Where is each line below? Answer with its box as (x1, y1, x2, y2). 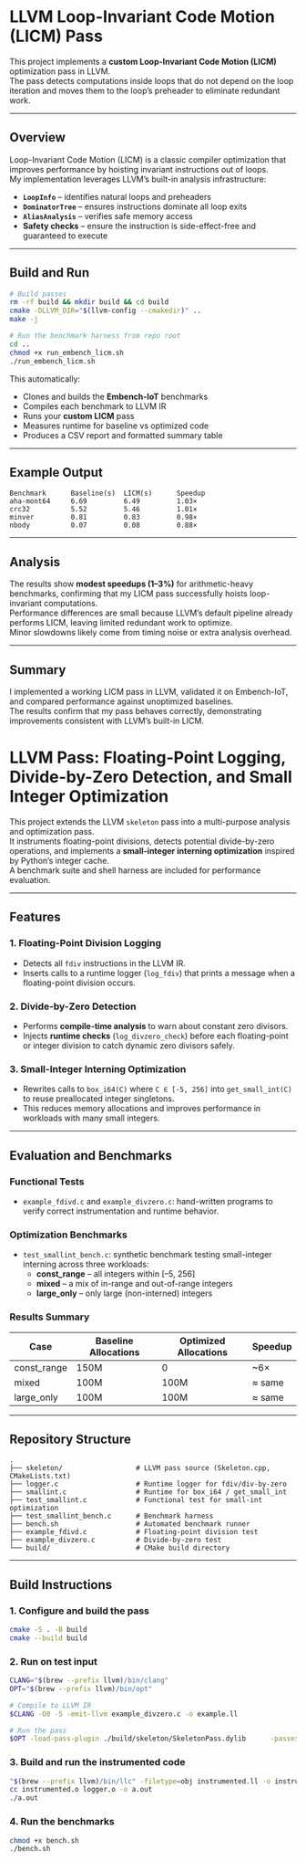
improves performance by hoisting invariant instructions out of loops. (9, 163, 269, 174)
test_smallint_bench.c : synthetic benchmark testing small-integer (22, 1249, 272, 1260)
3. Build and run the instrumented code (9, 1756, 186, 1769)
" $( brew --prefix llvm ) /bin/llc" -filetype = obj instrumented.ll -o (9, 1776, 271, 1786)
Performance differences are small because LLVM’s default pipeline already (9, 607, 293, 618)
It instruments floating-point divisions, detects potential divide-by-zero (9, 836, 275, 847)
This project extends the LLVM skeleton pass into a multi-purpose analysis (9, 815, 291, 827)
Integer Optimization (9, 786, 169, 807)
